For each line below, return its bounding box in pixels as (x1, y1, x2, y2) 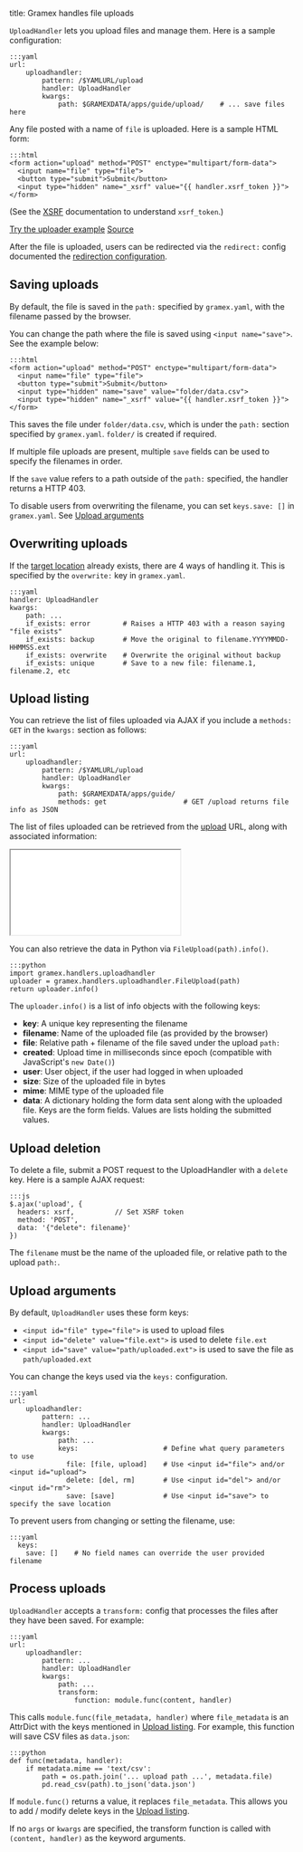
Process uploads (9, 1581, 107, 1597)
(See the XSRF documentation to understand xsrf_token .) (9, 206, 224, 216)
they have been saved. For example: (9, 1615, 145, 1626)
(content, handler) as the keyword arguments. (9, 1832, 186, 1843)
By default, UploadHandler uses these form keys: (9, 1307, 190, 1318)
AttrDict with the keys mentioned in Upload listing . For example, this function (9, 1721, 295, 1732)
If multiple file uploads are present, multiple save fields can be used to (9, 445, 270, 456)
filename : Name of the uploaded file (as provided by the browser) (22, 1027, 269, 1039)
